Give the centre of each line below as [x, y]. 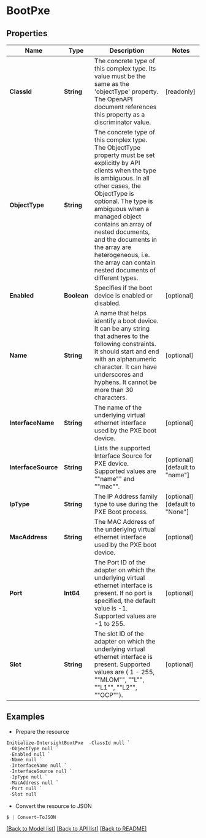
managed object [118, 217]
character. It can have [126, 367]
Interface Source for [123, 456]
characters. [111, 398]
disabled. [107, 303]
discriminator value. [123, 122]
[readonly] [181, 91]
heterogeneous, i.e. [122, 255]
